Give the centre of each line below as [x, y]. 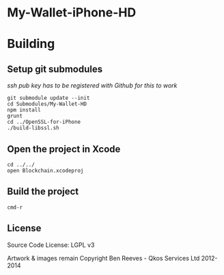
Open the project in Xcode [64, 149]
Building [31, 44]
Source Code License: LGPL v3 [51, 245]
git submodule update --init [48, 98]
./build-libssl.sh [33, 128]
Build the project [43, 192]
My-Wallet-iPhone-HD [72, 13]
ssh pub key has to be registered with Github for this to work [92, 86]
